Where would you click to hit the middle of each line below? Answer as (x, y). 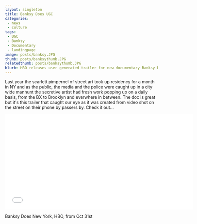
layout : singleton (24, 9)
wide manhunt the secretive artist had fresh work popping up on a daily (76, 92)
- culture (17, 28)
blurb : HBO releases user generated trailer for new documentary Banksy (80, 68)
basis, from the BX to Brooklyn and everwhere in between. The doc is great (80, 97)
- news (14, 23)
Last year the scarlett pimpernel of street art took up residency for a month (80, 82)
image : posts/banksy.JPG (30, 54)
